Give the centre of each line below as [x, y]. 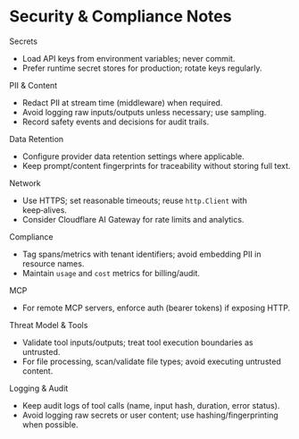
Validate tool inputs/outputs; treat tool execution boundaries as [137, 342]
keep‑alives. [44, 210]
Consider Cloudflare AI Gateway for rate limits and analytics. [133, 219]
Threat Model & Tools [49, 325]
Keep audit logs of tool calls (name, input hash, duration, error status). [151, 405]
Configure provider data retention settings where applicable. [133, 156]
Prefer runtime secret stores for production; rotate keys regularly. [142, 68]
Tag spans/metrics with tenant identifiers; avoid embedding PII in [141, 254]
